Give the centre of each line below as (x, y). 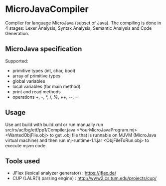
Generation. (17, 33)
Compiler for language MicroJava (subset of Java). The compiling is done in (83, 23)
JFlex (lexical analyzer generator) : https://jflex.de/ (64, 173)
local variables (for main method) (46, 86)
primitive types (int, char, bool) (44, 70)
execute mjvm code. (26, 145)
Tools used (23, 161)
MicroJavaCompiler (47, 9)
